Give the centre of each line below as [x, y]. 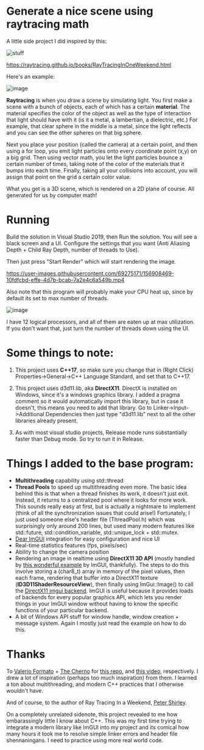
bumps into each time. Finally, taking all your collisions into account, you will [102, 170]
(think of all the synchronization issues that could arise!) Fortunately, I [102, 513]
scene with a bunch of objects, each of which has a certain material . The [98, 106]
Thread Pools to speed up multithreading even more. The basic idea [101, 487]
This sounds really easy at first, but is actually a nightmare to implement [105, 506]
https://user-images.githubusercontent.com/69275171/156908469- [90, 273]
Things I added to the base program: [100, 463]
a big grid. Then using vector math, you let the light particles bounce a [94, 157]
